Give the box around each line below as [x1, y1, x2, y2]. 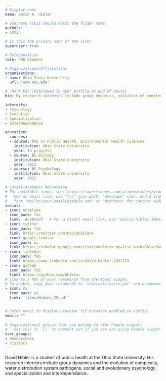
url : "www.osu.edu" [9, 80, 50, 85]
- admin [5, 30, 21, 35]
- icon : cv [5, 286, 28, 291]
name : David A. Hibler [5, 12, 52, 17]
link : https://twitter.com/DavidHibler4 [9, 231, 94, 236]
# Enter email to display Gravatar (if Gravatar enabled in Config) [5, 308, 149, 314]
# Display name [5, 7, 37, 12]
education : [5, 130, 28, 135]
